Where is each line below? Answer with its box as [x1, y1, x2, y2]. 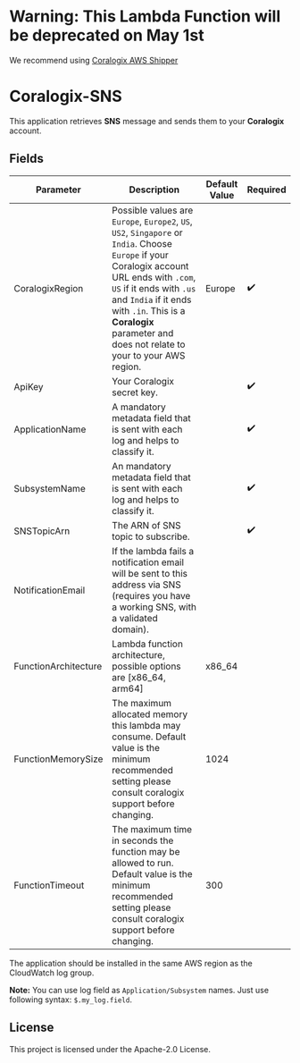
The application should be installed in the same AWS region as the [9, 958, 253, 968]
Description [129, 183, 180, 196]
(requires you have [111, 589, 191, 602]
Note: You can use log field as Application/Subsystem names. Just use [9, 984, 270, 995]
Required [246, 183, 287, 196]
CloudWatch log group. [9, 967, 95, 978]
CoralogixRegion [13, 282, 84, 294]
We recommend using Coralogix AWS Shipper [9, 55, 179, 65]
